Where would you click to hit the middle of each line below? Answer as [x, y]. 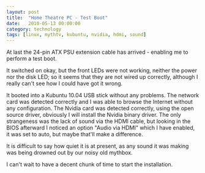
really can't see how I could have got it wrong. [65, 84]
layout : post [23, 12]
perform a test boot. [32, 59]
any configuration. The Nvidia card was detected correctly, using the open [100, 108]
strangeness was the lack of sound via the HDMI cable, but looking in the [99, 121]
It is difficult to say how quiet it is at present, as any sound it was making [98, 146]
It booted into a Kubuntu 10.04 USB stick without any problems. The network [103, 95]
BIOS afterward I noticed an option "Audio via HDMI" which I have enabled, [101, 128]
